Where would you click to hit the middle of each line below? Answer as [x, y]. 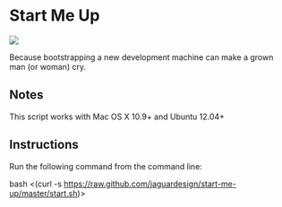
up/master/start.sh [43, 193]
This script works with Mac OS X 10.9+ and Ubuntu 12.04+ [117, 116]
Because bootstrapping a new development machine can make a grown [141, 57]
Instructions [44, 145]
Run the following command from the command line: [106, 166]
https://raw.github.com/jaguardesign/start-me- [150, 184]
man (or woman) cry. [48, 66]
